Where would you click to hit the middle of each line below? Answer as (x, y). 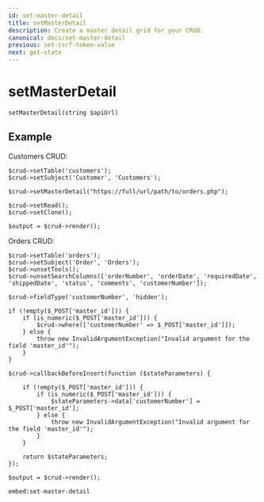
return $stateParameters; (65, 457)
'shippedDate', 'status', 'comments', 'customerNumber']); (108, 283)
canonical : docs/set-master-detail (67, 38)
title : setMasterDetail (48, 23)
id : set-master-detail (46, 15)
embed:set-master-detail (49, 491)
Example (30, 137)
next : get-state (35, 52)
